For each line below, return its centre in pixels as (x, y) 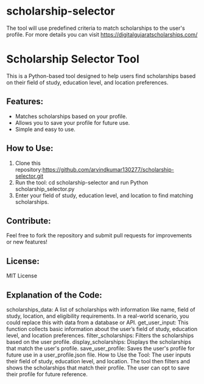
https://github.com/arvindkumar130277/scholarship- (108, 169)
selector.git (29, 176)
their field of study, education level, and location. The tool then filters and (98, 361)
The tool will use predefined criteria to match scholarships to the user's (96, 28)
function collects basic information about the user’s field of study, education (102, 329)
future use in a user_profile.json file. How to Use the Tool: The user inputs (99, 355)
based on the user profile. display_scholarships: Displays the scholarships (99, 341)
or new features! (27, 242)
